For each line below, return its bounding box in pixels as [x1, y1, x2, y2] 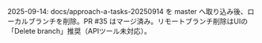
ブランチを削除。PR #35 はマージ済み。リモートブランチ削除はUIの [28, 16, 249, 26]
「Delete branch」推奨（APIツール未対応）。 [7, 27, 151, 35]
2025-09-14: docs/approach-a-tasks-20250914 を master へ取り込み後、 [7, 7, 248, 16]
